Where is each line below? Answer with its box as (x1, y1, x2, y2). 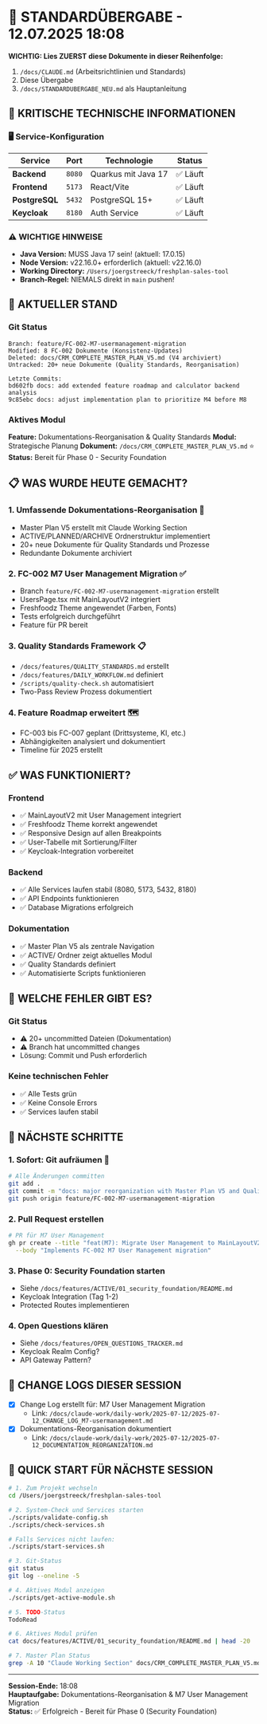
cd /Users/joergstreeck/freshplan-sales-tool (8, 1492, 161, 1500)
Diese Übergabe (19, 75, 74, 85)
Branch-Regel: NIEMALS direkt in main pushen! (19, 274, 175, 284)
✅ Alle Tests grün (19, 1088, 77, 1098)
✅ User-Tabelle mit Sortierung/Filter (19, 837, 137, 847)
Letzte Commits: (8, 375, 62, 383)
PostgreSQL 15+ (90, 194, 153, 205)
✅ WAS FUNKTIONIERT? (8, 768, 131, 781)
